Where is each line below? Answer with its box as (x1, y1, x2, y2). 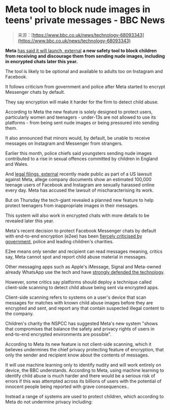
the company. (5, 310, 34, 317)
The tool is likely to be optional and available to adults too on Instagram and (5, 68, 163, 74)
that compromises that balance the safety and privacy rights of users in (5, 325, 155, 332)
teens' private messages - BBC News (5, 14, 165, 26)
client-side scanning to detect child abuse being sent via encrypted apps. (5, 284, 159, 290)
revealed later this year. (5, 218, 54, 224)
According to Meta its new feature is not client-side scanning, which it (5, 341, 152, 347)
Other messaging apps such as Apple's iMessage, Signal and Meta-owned (5, 264, 161, 270)
